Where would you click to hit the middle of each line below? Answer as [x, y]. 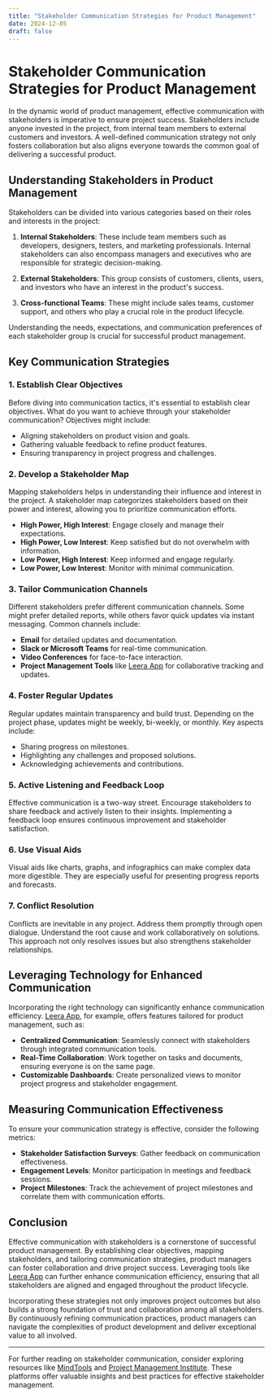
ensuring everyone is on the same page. [88, 1067]
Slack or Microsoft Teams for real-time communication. [114, 649]
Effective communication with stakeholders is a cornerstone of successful [132, 1242]
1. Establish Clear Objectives [66, 385]
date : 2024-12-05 [38, 24]
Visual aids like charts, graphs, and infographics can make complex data [130, 867]
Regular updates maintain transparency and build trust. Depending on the [131, 713]
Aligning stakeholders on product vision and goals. [105, 436]
